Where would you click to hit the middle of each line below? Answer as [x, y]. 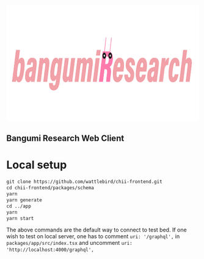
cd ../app [19, 206]
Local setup [37, 165]
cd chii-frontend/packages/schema [50, 188]
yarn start [20, 219]
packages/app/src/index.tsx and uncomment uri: [69, 243]
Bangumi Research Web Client [65, 139]
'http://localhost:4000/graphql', [50, 250]
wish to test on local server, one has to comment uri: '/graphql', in [93, 236]
